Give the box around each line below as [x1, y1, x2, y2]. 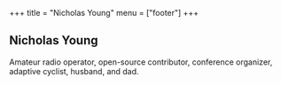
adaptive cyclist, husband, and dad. [9, 66, 139, 76]
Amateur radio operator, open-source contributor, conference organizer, [9, 57, 273, 67]
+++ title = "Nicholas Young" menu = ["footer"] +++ [9, 8, 199, 18]
